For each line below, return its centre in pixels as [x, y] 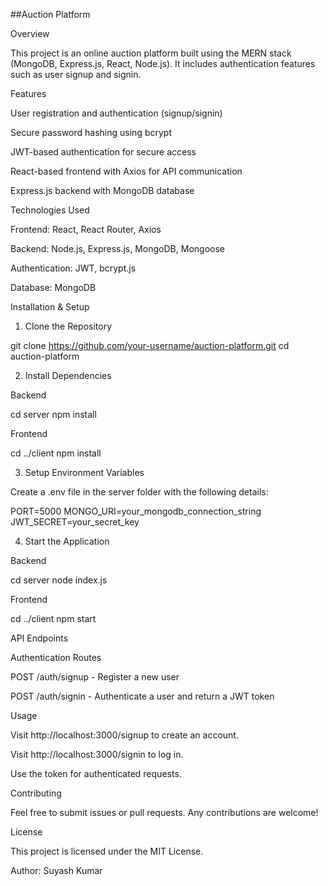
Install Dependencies [68, 375]
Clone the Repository [68, 326]
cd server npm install [53, 414]
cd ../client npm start [53, 618]
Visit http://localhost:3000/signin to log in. [97, 754]
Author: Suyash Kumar [56, 870]
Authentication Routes [56, 657]
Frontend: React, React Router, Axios [86, 229]
